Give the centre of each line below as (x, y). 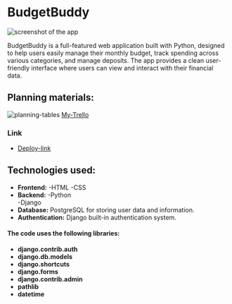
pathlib (28, 287)
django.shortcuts (44, 265)
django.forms (38, 272)
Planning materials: (51, 98)
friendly (19, 68)
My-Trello (75, 114)
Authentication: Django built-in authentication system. (97, 217)
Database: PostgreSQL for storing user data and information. (106, 209)
